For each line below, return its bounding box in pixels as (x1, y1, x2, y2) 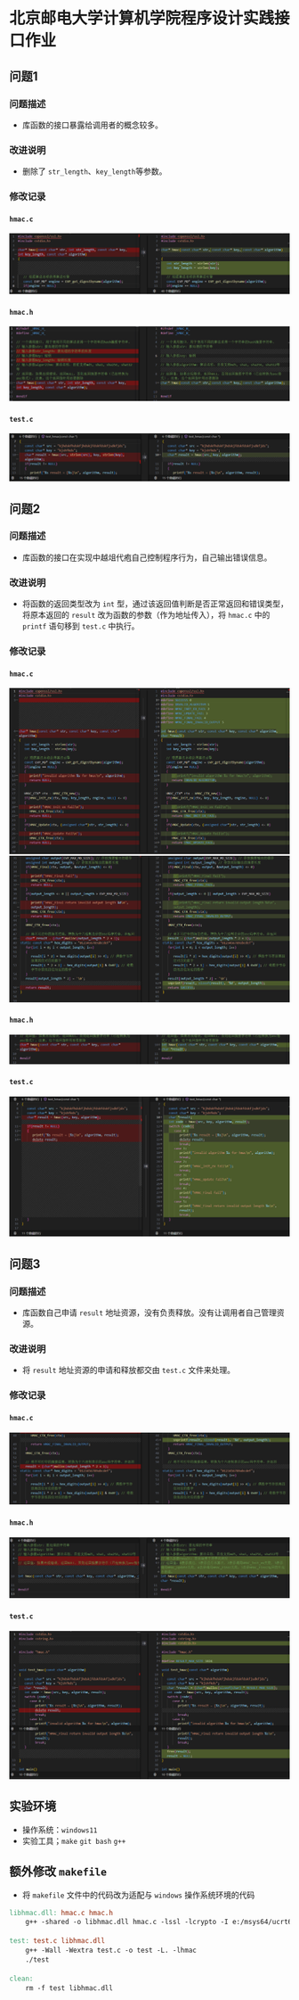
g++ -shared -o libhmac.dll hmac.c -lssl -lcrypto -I (25, 1918, 229, 1927)
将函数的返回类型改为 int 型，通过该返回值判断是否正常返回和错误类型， (21, 598, 289, 609)
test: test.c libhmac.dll (9, 1937, 105, 1946)
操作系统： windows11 (21, 1824, 98, 1835)
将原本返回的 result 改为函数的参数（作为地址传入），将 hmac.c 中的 (21, 610, 271, 621)
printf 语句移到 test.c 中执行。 (21, 621, 140, 631)
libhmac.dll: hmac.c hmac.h (9, 1908, 114, 1917)
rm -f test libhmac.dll (25, 1983, 114, 1993)
